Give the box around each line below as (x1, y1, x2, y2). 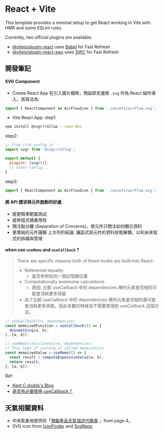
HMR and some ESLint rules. (5, 24, 63, 30)
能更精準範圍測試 (12, 211, 47, 217)
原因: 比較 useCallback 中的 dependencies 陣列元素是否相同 (31, 284, 153, 290)
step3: (5, 178, 18, 184)
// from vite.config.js (5, 143, 54, 147)
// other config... (9, 165, 49, 170)
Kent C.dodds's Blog (12, 382, 54, 388)
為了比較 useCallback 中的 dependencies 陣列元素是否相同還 (24, 296, 147, 302)
